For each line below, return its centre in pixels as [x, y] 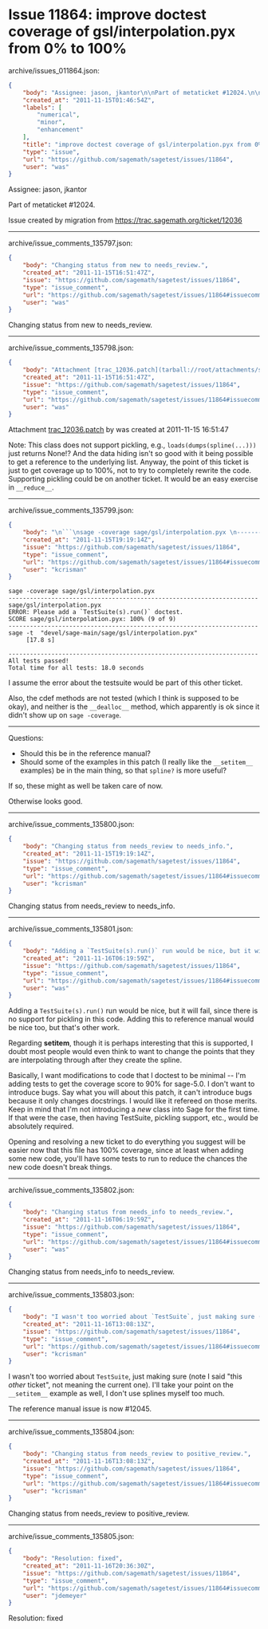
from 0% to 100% [68, 49]
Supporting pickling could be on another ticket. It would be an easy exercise [133, 479]
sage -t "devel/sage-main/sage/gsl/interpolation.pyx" [103, 633]
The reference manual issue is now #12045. [80, 1409]
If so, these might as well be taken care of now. [86, 786]
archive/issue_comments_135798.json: [71, 348]
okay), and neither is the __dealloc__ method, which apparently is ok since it [134, 706]
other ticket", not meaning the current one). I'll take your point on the [121, 1385]
